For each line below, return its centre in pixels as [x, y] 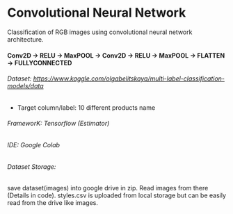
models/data [25, 86]
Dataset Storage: [32, 166]
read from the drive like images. [53, 203]
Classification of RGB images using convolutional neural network [100, 32]
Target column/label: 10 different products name [86, 107]
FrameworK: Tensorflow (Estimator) [58, 124]
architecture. [25, 39]
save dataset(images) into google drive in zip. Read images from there [108, 188]
